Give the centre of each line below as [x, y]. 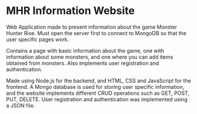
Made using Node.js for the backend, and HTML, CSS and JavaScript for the [98, 81]
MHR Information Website [71, 11]
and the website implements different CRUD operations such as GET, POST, [98, 93]
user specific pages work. [38, 39]
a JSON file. [21, 105]
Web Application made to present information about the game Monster [92, 27]
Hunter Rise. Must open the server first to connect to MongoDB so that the [96, 33]
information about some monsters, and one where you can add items [90, 57]
